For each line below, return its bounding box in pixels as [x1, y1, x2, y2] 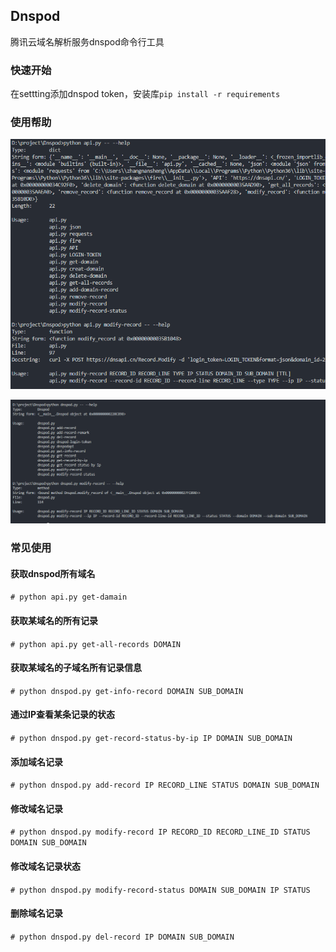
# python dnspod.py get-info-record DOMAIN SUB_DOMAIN [10, 686, 244, 696]
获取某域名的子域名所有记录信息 [10, 662, 142, 674]
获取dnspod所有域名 [10, 567, 96, 579]
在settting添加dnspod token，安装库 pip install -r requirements [10, 88, 281, 100]
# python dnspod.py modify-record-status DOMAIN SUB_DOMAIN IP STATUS [10, 885, 311, 895]
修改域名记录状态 [10, 860, 81, 872]
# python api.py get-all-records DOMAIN [10, 639, 182, 649]
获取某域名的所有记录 [10, 614, 98, 626]
